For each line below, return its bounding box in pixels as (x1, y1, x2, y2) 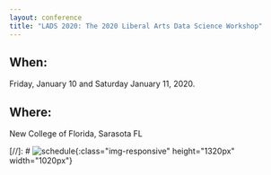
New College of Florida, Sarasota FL (9, 128, 144, 139)
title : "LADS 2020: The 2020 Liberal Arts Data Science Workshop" (9, 22, 263, 31)
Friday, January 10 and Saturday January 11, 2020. (9, 78, 196, 90)
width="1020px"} (9, 155, 74, 166)
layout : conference (9, 13, 83, 22)
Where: (9, 104, 52, 119)
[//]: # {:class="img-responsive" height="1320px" (9, 145, 235, 157)
